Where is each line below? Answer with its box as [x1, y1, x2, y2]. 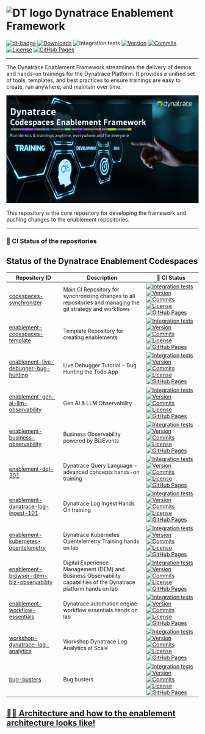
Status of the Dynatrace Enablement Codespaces [6, 256, 198, 266]
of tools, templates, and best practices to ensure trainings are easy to [6, 77, 181, 84]
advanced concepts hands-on [63, 468, 140, 476]
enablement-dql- [9, 465, 54, 473]
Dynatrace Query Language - [63, 462, 138, 470]
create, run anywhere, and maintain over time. [6, 83, 122, 90]
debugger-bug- [9, 365, 51, 372]
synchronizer [9, 299, 42, 306]
